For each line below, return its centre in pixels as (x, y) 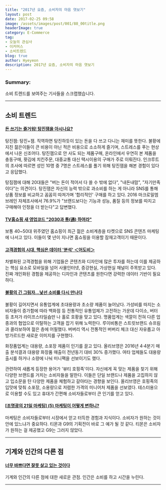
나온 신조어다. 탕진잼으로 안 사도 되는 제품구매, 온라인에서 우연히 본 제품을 (85, 153)
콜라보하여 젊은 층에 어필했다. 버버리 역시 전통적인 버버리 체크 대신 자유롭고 (83, 329)
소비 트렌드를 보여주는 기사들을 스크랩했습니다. (50, 94)
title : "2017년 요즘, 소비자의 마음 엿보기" (45, 10)
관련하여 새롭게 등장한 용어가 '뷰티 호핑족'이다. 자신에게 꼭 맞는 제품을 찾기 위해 (82, 369)
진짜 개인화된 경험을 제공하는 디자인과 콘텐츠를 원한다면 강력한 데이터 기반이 (78, 274)
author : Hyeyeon (22, 60)
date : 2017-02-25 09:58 (30, 19)
